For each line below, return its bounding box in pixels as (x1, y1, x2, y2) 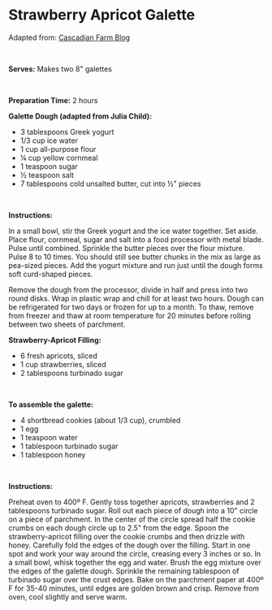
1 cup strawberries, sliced (19, 359, 107, 369)
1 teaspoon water (19, 432, 79, 442)
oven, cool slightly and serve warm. (8, 591, 127, 602)
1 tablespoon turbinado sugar (19, 441, 119, 451)
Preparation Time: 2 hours (8, 95, 98, 105)
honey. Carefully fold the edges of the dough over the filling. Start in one (8, 540, 251, 550)
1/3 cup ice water (19, 136, 79, 145)
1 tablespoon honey (19, 449, 86, 460)
